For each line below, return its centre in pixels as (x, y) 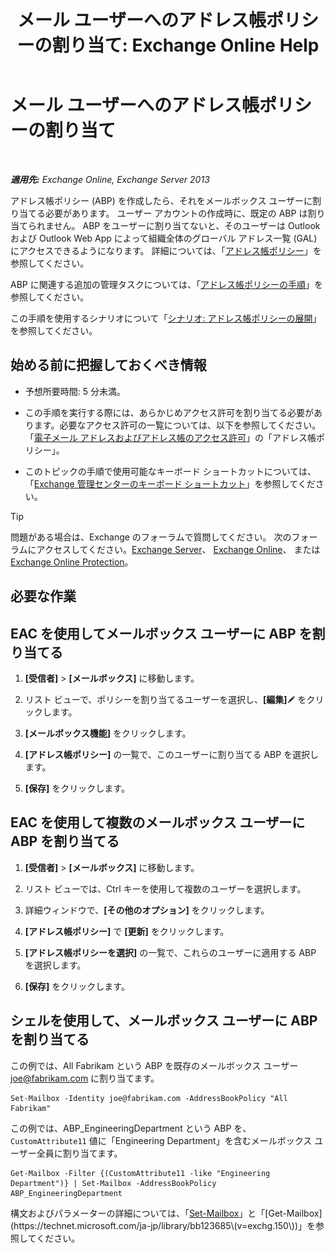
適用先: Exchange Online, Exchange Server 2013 (110, 179)
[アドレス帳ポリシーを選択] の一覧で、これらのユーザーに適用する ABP (170, 952)
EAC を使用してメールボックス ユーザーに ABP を (161, 633)
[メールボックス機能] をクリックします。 (108, 733)
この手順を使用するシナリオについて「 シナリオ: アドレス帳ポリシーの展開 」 (166, 318)
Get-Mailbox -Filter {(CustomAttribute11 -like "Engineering (140, 1173)
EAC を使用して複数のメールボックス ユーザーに (158, 822)
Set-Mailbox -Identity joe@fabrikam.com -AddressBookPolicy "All (149, 1098)
